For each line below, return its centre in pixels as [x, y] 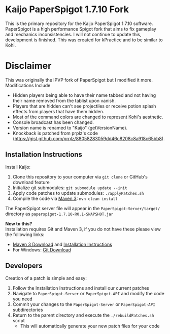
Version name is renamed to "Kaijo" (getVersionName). [70, 127]
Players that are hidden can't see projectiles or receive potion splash [84, 106]
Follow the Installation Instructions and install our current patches [81, 288]
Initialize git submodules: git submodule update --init [70, 188]
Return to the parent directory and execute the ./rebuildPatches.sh [83, 315]
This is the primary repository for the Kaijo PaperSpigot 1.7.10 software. [79, 23]
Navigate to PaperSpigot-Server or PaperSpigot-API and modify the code [89, 293]
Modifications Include [28, 85]
